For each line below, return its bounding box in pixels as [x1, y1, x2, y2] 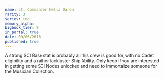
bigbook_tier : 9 [5, 26, 39, 30]
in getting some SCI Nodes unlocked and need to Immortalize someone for [5, 63, 157, 69]
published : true [5, 39, 39, 44]
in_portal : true [5, 30, 39, 35]
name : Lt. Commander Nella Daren [5, 7, 74, 12]
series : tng [5, 16, 30, 21]
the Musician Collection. [5, 68, 54, 74]
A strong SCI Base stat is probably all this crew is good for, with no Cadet [5, 52, 154, 58]
